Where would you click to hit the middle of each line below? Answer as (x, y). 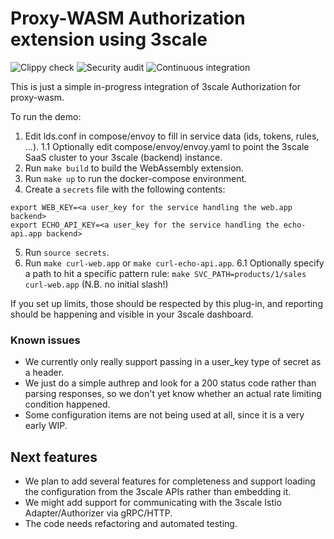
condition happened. (67, 404)
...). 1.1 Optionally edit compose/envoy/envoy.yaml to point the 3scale (167, 146)
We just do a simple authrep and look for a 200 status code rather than (170, 383)
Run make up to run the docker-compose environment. (136, 178)
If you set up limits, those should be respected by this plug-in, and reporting (166, 303)
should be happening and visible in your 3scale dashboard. (132, 314)
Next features (54, 457)
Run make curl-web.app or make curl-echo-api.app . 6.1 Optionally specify (174, 263)
